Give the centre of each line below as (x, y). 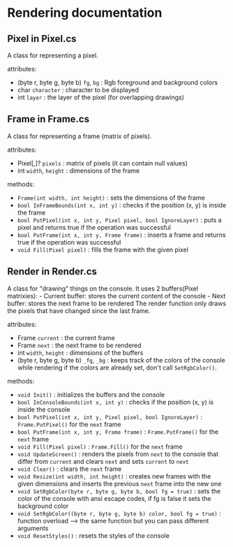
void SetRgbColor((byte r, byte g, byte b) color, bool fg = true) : (119, 513)
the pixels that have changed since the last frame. (79, 311)
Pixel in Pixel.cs (42, 39)
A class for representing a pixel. (53, 55)
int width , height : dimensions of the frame (78, 170)
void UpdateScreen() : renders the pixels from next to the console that (118, 454)
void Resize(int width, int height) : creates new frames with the (114, 476)
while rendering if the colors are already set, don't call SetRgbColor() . (117, 367)
